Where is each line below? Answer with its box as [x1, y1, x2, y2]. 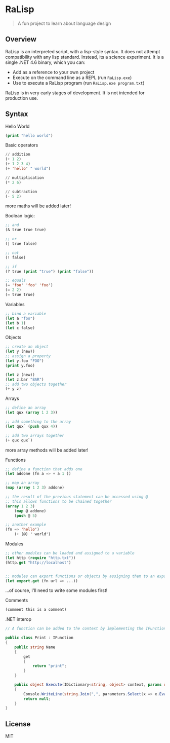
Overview [5, 35, 37, 44]
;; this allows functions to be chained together [5, 499, 112, 504]
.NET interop [5, 616, 32, 622]
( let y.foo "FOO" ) [5, 358, 44, 363]
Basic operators [5, 142, 38, 148]
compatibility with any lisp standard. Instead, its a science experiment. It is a [5, 54, 164, 60]
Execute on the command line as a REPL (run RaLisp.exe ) [12, 75, 132, 81]
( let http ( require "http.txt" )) [5, 555, 76, 561]
